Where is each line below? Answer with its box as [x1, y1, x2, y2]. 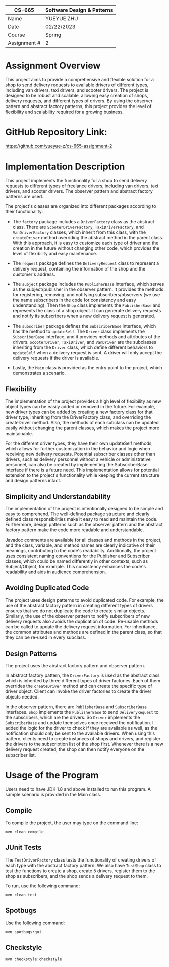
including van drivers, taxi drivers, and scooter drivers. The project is [5, 87, 149, 93]
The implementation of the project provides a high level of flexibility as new [5, 398, 161, 404]
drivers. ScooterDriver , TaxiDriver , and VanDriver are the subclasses [12, 339, 156, 345]
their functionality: [5, 208, 43, 214]
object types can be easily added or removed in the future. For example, [5, 403, 155, 409]
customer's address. [12, 271, 55, 277]
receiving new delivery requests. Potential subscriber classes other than [5, 451, 155, 457]
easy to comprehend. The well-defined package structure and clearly [5, 511, 150, 517]
